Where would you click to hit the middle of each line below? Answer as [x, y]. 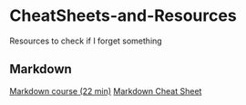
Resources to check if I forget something [86, 41]
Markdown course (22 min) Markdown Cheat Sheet [106, 91]
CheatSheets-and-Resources [123, 16]
